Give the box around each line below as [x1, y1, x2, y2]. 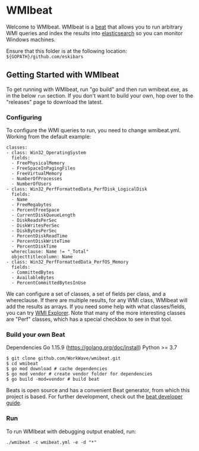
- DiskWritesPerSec [11, 223, 60, 229]
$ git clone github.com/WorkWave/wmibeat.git [6, 355, 121, 362]
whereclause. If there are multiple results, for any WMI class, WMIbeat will [6, 297, 188, 304]
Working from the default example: [6, 133, 91, 140]
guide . [6, 399, 22, 406]
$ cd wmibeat [6, 361, 39, 367]
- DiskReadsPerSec [11, 218, 58, 224]
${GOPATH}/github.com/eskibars [6, 54, 84, 59]
